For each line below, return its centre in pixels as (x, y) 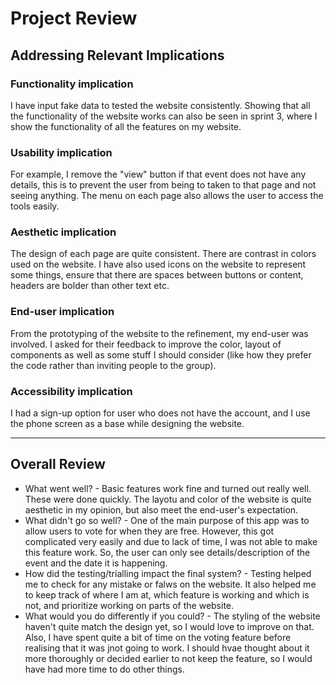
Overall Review (58, 464)
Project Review (74, 18)
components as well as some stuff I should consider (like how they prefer (161, 354)
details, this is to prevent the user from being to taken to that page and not (163, 185)
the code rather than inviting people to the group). (113, 365)
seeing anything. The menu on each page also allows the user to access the (167, 196)
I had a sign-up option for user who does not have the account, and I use (160, 413)
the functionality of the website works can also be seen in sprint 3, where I (164, 116)
